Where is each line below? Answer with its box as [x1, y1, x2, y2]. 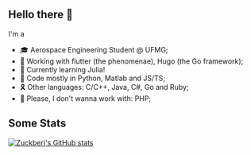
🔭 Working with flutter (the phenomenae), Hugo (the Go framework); [19, 56, 244, 66]
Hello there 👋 [8, 8, 74, 21]
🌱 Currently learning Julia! [19, 64, 106, 74]
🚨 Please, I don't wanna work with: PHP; [19, 93, 152, 103]
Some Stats [8, 117, 67, 130]
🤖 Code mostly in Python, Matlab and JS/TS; [19, 73, 165, 83]
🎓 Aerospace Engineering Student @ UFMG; [19, 45, 168, 54]
